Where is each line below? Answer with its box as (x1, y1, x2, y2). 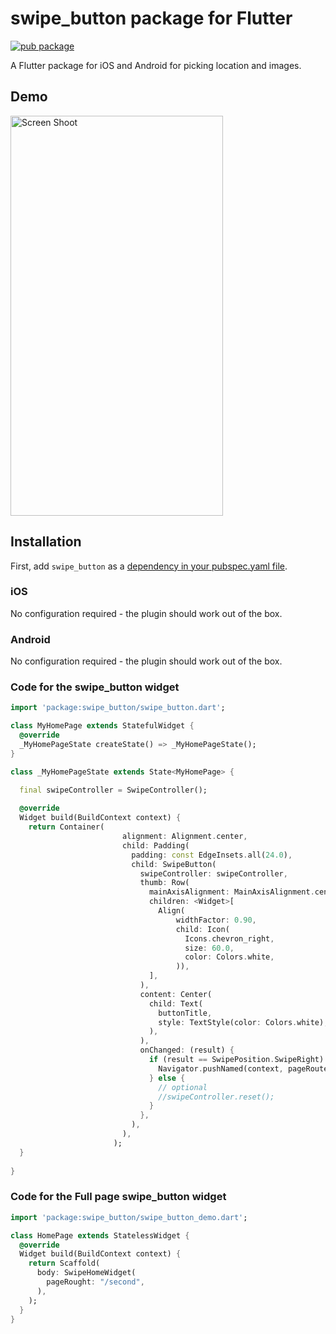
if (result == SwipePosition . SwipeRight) (148, 1055, 325, 1065)
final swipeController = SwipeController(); (19, 785, 208, 795)
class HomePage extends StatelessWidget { (10, 1230, 190, 1241)
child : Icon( (175, 924, 230, 934)
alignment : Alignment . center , (121, 832, 248, 842)
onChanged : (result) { (139, 1045, 235, 1056)
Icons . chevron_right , (184, 933, 275, 944)
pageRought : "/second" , (46, 1277, 145, 1287)
